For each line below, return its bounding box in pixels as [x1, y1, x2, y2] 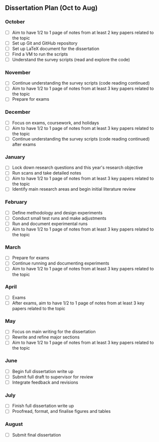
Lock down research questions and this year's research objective [12, 165, 143, 171]
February [5, 199, 28, 206]
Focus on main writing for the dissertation [12, 329, 96, 335]
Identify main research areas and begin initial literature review [12, 186, 136, 192]
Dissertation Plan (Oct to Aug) [5, 4, 98, 12]
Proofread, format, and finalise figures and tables [12, 408, 111, 414]
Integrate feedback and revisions [12, 379, 79, 385]
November [5, 69, 31, 76]
